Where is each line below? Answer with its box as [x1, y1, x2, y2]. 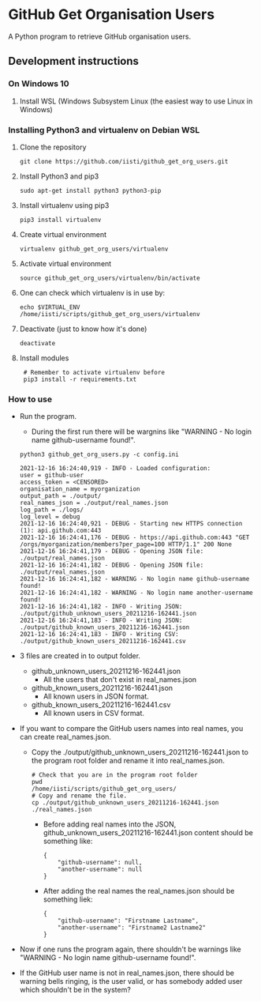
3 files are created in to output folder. [19, 651, 140, 661]
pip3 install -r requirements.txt [23, 375, 137, 383]
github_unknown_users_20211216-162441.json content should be [43, 828, 254, 838]
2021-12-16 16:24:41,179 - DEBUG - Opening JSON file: [19, 548, 204, 556]
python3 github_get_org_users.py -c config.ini [19, 450, 179, 459]
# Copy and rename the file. [31, 792, 128, 800]
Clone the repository [19, 142, 87, 152]
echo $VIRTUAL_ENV [19, 303, 80, 311]
